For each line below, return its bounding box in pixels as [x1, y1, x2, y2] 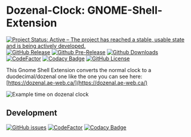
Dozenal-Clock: [6, 4, 85, 17]
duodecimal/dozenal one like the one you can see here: [6, 73, 143, 80]
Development [6, 108, 58, 118]
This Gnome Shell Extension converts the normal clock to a [6, 66, 152, 73]
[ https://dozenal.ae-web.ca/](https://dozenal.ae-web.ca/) [6, 79, 148, 86]
